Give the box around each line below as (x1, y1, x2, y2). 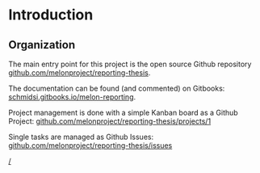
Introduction (8, 6, 94, 24)
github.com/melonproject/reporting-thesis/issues (8, 141, 173, 150)
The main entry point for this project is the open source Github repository (8, 59, 252, 69)
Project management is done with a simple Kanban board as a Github (8, 108, 238, 117)
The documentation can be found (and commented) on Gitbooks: (8, 83, 225, 93)
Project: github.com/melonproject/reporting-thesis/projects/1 (8, 116, 212, 126)
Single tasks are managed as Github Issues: (8, 132, 154, 141)
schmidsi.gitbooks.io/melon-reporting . (8, 92, 136, 102)
